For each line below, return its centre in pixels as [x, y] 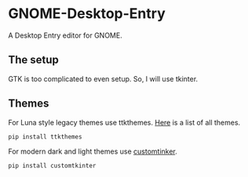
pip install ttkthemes [45, 137]
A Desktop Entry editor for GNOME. [66, 35]
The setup [33, 60]
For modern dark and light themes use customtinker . [93, 151]
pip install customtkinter [52, 165]
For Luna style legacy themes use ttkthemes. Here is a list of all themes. [124, 122]
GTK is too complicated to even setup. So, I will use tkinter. [103, 78]
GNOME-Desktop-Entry [87, 14]
